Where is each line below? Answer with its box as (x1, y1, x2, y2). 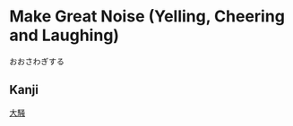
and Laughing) (9, 25, 119, 46)
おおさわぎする (9, 55, 65, 66)
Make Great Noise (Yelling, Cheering (9, 6, 285, 27)
